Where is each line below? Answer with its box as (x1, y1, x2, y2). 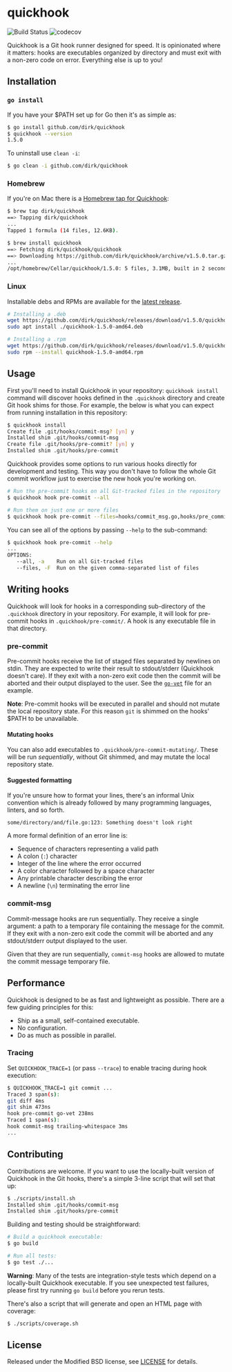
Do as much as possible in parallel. (17, 1031, 117, 1039)
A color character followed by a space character (17, 867, 155, 875)
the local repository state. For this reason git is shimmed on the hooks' (7, 707, 210, 715)
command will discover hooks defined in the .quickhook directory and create (7, 394, 225, 402)
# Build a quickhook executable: (7, 1234, 104, 1241)
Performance (7, 977, 66, 989)
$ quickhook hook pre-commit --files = (7, 513, 119, 520)
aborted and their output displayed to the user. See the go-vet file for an (7, 679, 212, 688)
